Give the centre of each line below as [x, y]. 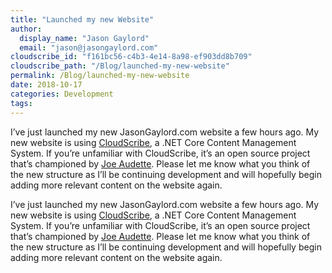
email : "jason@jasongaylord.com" [89, 47]
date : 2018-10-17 [46, 85]
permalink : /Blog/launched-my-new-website [100, 76]
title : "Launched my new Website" [82, 19]
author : [26, 29]
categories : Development [62, 94]
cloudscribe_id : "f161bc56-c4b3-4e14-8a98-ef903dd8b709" [131, 57]
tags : [21, 103]
